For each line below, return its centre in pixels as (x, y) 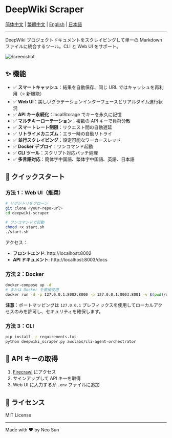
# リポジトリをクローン (27, 204)
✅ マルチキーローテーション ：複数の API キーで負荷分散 (71, 121)
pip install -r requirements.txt (41, 337)
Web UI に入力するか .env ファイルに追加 (56, 385)
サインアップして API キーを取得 (47, 378)
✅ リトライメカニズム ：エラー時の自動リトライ (62, 134)
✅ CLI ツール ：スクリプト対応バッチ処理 (55, 152)
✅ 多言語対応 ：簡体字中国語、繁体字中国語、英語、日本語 (73, 159)
